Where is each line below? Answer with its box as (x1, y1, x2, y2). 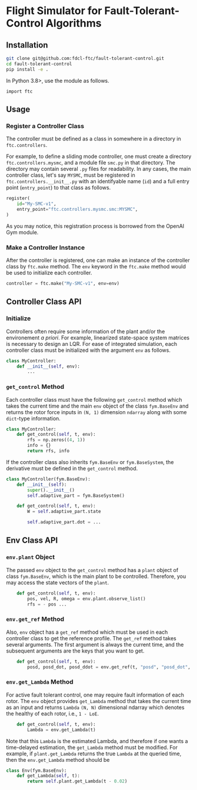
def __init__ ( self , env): (16, 363, 81, 369)
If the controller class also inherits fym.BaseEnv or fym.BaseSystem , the (6, 458, 174, 465)
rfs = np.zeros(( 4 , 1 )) (27, 437, 85, 443)
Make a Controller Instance (6, 243, 85, 251)
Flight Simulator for (6, 4, 102, 18)
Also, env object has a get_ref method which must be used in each (6, 628, 168, 636)
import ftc (6, 88, 33, 95)
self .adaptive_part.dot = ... (27, 519, 101, 525)
